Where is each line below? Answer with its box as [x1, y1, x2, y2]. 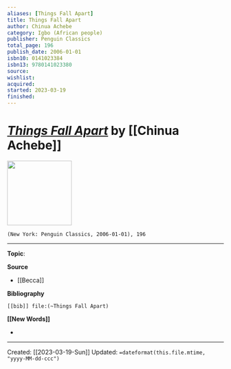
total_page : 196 [7, 42, 54, 49]
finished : [7, 94, 36, 101]
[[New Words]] [7, 315, 50, 323]
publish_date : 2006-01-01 [7, 49, 81, 56]
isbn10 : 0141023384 [7, 55, 63, 62]
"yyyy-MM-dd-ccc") [7, 355, 60, 362]
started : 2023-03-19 [7, 87, 67, 94]
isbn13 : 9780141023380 [7, 61, 72, 68]
